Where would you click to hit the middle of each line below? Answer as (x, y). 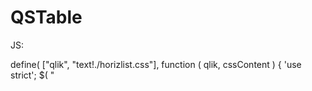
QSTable (46, 17)
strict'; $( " (32, 75)
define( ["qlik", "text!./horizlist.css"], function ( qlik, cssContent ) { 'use (156, 64)
